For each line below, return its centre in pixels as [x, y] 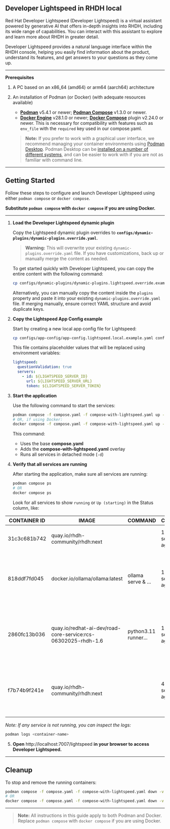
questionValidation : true [45, 367]
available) [23, 102]
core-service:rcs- [73, 634]
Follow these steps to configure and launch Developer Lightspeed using [80, 193]
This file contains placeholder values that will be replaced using [79, 348]
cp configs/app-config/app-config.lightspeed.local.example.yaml [83, 338]
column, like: [26, 508]
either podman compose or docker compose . [48, 198]
